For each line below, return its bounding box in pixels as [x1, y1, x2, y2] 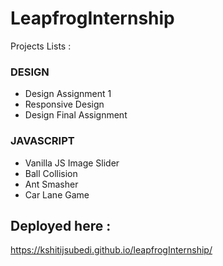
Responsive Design [24, 98, 105, 111]
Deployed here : [10, 217, 112, 234]
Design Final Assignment [24, 109, 128, 121]
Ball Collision [24, 167, 78, 179]
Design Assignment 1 [24, 88, 112, 100]
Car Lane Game [24, 188, 90, 201]
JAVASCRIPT [10, 134, 75, 148]
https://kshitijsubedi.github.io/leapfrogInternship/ [10, 244, 213, 256]
